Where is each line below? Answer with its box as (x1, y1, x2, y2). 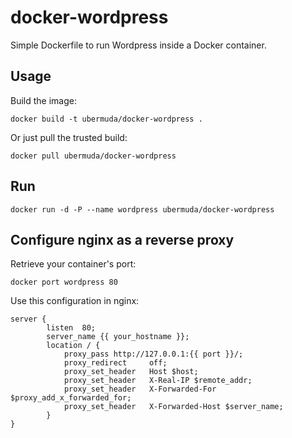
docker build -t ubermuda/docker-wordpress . (10, 114, 203, 124)
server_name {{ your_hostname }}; (46, 332, 190, 342)
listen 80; (46, 323, 97, 333)
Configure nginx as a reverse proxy (10, 231, 235, 248)
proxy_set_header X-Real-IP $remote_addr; (63, 376, 253, 386)
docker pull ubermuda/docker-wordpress (10, 151, 177, 161)
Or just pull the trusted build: (10, 131, 128, 143)
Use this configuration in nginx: (10, 295, 140, 307)
